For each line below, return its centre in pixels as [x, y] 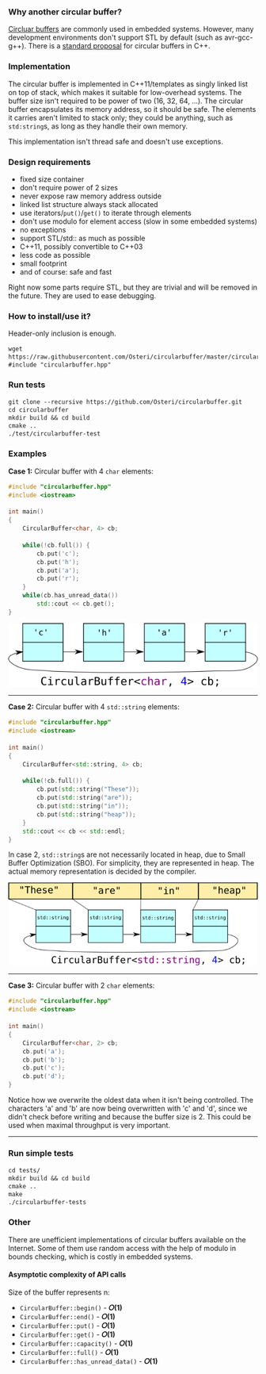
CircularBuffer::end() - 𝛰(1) [68, 1316]
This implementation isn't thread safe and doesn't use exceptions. [116, 141]
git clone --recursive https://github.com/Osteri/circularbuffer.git [125, 402]
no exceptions [43, 229]
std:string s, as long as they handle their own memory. [98, 126]
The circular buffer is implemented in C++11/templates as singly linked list [128, 84]
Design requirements [49, 162]
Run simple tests [41, 1153]
